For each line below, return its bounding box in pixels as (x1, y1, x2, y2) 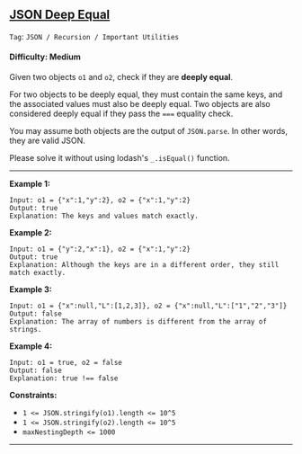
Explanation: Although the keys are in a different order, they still (9, 261, 280, 270)
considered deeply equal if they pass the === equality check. (9, 108, 234, 120)
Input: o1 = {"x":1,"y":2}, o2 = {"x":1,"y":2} (9, 196, 191, 205)
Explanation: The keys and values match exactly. (9, 211, 200, 221)
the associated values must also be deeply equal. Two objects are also (9, 99, 271, 110)
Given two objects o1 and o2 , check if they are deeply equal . (9, 72, 234, 83)
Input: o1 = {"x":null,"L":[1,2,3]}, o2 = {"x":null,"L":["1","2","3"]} (9, 301, 288, 311)
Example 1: (9, 179, 51, 190)
